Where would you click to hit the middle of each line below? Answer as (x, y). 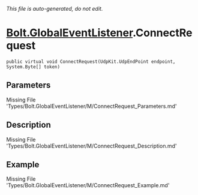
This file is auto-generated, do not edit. (55, 9)
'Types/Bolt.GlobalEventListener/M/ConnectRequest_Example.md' (88, 185)
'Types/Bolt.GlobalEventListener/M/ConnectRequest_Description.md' (91, 146)
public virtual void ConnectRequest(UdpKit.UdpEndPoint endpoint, (91, 61)
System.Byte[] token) (33, 67)
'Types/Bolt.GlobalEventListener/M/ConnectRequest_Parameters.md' (91, 106)
